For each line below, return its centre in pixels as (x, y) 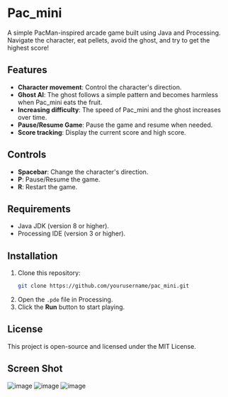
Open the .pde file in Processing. (65, 300)
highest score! (28, 47)
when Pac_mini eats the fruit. (60, 102)
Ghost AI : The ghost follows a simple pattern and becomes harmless (118, 94)
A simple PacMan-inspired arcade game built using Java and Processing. (114, 33)
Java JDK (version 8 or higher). (63, 226)
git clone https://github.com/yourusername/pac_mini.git (103, 286)
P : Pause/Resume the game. (59, 179)
